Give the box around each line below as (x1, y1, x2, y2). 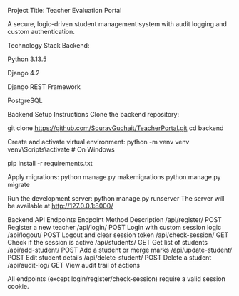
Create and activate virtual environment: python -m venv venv (7, 138, 190, 146)
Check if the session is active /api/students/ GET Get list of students (7, 238, 208, 246)
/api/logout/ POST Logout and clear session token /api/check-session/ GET (7, 231, 229, 239)
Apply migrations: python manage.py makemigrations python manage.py (7, 173, 221, 181)
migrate (7, 181, 30, 189)
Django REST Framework (7, 83, 81, 91)
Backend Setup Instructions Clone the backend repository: (7, 110, 180, 118)
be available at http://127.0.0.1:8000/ (7, 202, 113, 210)
